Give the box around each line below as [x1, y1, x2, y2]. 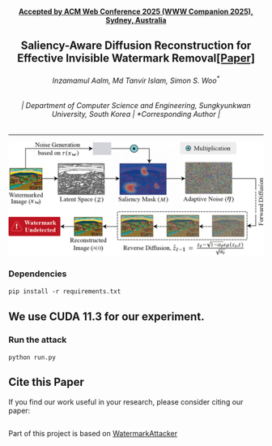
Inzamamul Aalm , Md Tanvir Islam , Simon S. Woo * [52, 74, 220, 85]
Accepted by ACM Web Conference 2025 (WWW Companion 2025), [19, 6, 253, 16]
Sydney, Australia [105, 15, 167, 24]
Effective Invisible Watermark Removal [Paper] [17, 51, 255, 65]
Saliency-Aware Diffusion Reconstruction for [20, 38, 252, 52]
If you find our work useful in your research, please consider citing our [8, 396, 244, 406]
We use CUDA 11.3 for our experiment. [8, 310, 205, 323]
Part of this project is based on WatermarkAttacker [8, 428, 178, 438]
